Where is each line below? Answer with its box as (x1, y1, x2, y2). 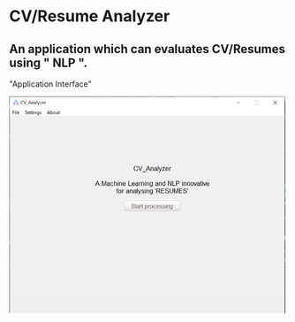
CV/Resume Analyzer (9, 6, 170, 27)
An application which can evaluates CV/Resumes (9, 42, 285, 57)
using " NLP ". (9, 55, 88, 70)
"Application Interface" (9, 79, 92, 89)
